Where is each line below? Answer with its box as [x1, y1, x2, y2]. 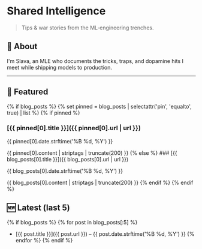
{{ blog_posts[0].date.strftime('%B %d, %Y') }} [7, 167, 123, 175]
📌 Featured [7, 87, 49, 97]
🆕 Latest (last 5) [7, 203, 71, 213]
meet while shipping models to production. [7, 64, 113, 71]
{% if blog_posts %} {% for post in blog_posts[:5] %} [7, 218, 138, 226]
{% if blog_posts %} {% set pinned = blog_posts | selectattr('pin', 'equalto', [7, 103, 192, 110]
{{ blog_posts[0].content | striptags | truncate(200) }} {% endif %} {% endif [7, 179, 194, 186]
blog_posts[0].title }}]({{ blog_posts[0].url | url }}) [7, 155, 129, 163]
